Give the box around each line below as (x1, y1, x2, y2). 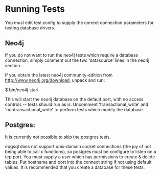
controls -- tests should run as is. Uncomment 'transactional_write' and (5, 101, 148, 107)
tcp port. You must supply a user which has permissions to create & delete (5, 153, 155, 160)
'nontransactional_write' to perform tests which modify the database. (5, 106, 144, 112)
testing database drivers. (5, 25, 55, 30)
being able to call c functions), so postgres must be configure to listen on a (5, 149, 157, 154)
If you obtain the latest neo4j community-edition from (5, 72, 113, 78)
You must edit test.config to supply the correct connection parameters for (5, 20, 154, 25)
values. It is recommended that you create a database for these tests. (5, 164, 145, 170)
